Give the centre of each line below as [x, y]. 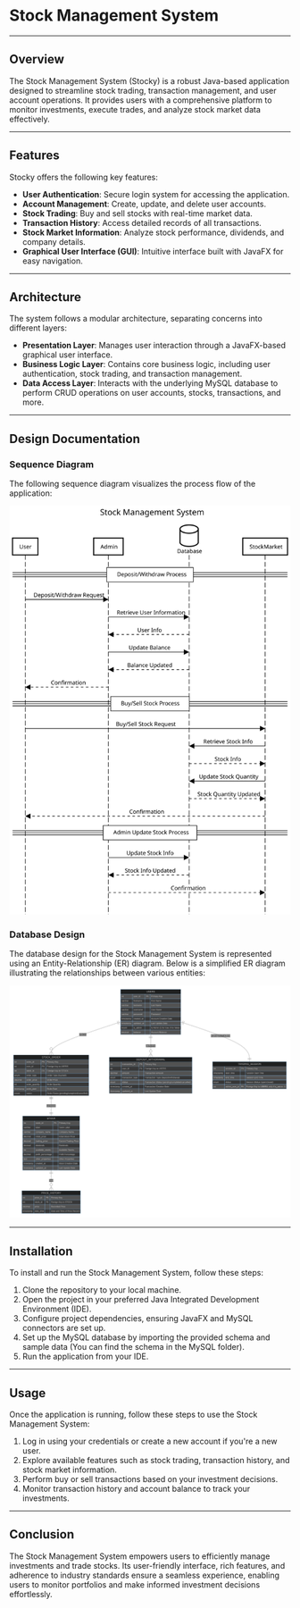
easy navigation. [52, 261]
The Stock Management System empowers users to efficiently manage [140, 1556]
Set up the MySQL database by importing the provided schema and [146, 1337]
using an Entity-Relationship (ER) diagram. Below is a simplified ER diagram [147, 963]
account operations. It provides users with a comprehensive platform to [141, 100]
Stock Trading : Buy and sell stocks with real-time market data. [137, 213]
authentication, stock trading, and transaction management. [132, 374]
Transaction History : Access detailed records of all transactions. [142, 222]
